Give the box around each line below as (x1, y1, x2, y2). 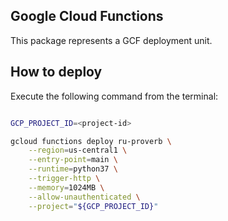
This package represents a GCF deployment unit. (10, 34, 213, 46)
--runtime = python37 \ (28, 164, 118, 174)
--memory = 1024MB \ (28, 182, 105, 193)
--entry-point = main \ (28, 155, 118, 165)
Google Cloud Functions (10, 8, 164, 25)
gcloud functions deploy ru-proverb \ (10, 136, 172, 146)
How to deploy (10, 64, 103, 81)
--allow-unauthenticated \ (28, 192, 141, 202)
